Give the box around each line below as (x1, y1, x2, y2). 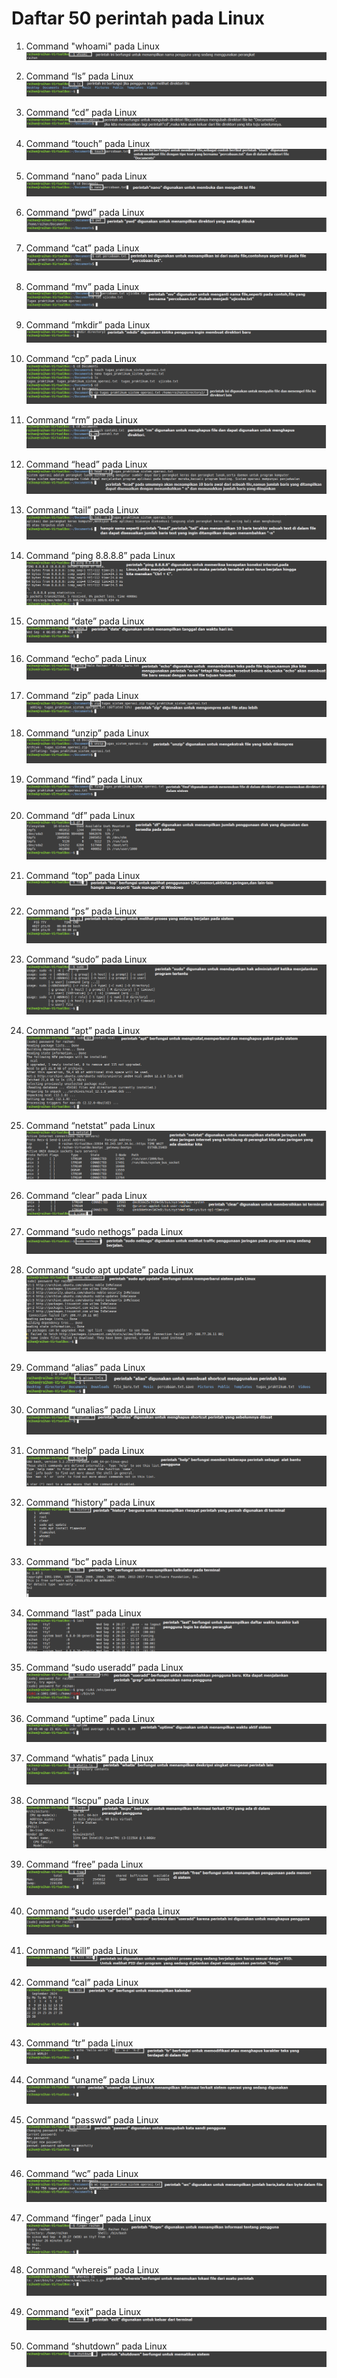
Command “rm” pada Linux (25, 414, 138, 426)
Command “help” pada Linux (25, 1444, 145, 1456)
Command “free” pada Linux (25, 1858, 144, 1870)
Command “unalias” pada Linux (25, 1403, 156, 1416)
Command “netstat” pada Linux (25, 1119, 156, 1131)
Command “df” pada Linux (25, 809, 136, 821)
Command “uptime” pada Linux (25, 1712, 156, 1724)
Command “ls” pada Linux (25, 70, 134, 82)
